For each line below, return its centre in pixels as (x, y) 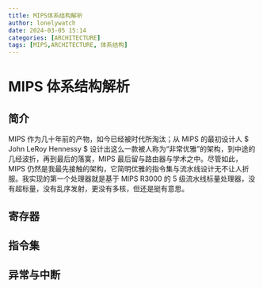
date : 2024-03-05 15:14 (48, 30)
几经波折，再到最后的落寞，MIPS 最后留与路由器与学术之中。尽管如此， (126, 159)
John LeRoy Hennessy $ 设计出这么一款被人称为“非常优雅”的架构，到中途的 (132, 149)
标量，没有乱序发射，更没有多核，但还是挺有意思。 (105, 189)
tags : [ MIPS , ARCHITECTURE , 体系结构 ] (68, 45)
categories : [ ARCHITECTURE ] (55, 38)
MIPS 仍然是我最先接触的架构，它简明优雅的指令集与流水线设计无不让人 (126, 169)
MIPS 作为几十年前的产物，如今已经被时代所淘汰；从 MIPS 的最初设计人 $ (129, 139)
